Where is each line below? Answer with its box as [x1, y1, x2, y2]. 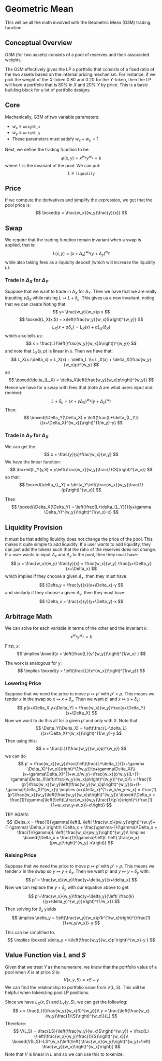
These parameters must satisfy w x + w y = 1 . [12, 136, 100, 143]
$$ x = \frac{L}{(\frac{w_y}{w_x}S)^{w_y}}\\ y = [13, 1008, 107, 1013]
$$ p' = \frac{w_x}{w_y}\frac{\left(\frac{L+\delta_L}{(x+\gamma [18, 761, 145, 767]
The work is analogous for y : [5, 660, 62, 666]
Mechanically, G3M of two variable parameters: [5, 114, 100, 120]
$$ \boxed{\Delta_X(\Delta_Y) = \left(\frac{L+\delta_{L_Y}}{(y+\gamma [11, 504, 151, 510]
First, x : [5, 643, 20, 649]
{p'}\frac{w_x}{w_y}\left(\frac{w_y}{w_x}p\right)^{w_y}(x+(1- [21, 781, 142, 787]
